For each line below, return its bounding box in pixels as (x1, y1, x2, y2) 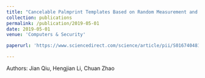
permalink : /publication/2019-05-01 (6, 20, 99, 26)
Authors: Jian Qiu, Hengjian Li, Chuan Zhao (6, 65, 115, 72)
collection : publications (6, 15, 72, 21)
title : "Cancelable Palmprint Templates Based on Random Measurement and (6, 9, 198, 15)
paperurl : (6, 43, 32, 49)
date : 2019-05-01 (6, 26, 51, 32)
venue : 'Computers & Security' (6, 32, 86, 38)
